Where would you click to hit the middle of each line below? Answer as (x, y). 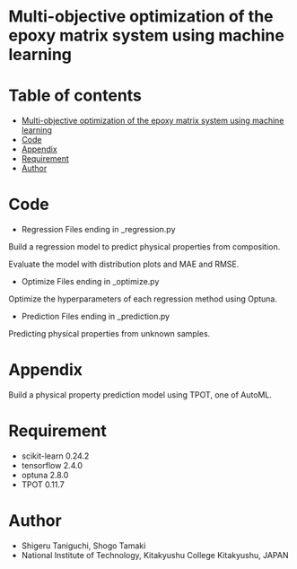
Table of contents (75, 96)
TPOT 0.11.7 (43, 484)
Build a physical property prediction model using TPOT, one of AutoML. (140, 395)
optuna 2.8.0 (45, 475)
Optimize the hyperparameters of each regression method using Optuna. (143, 299)
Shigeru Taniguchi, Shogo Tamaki (83, 546)
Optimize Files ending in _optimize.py (90, 282)
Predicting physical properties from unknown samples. (109, 334)
